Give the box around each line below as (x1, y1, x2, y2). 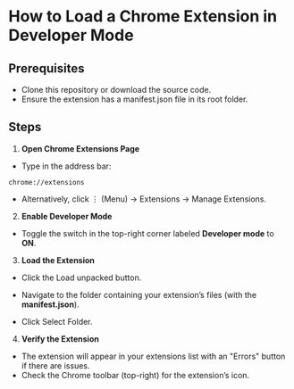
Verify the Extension (21, 333, 99, 344)
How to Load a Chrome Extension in (8, 6, 278, 27)
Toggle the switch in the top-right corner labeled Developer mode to (21, 228, 274, 238)
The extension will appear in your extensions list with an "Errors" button (21, 351, 286, 361)
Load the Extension (21, 254, 96, 265)
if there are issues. (21, 360, 90, 371)
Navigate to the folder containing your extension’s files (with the (21, 289, 256, 300)
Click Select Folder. (21, 316, 93, 327)
